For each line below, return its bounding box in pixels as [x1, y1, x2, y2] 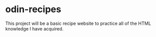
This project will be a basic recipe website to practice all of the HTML [5, 20, 151, 26]
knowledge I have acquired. [5, 25, 64, 31]
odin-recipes [5, 4, 61, 15]
